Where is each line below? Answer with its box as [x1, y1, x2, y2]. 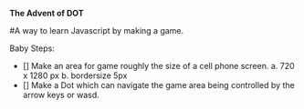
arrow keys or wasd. [22, 90, 100, 100]
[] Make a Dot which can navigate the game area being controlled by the [22, 80, 295, 90]
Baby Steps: [9, 43, 55, 54]
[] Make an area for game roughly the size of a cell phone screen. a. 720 [22, 61, 295, 71]
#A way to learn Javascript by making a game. [9, 25, 184, 35]
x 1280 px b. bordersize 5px [22, 70, 128, 81]
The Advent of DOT [9, 8, 84, 18]
